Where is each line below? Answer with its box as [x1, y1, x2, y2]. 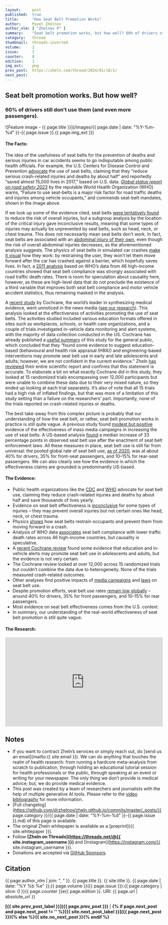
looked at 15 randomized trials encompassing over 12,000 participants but [5, 374, 157, 380]
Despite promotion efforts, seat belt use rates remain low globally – [12, 588, 151, 594]
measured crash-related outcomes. [12, 572, 85, 578]
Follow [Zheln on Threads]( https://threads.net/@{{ [12, 834, 121, 840]
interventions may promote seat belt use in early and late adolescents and [5, 352, 157, 359]
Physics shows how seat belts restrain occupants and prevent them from [12, 518, 163, 524]
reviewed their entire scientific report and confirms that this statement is [5, 363, 154, 369]
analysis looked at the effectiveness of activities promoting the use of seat [5, 310, 158, 316]
